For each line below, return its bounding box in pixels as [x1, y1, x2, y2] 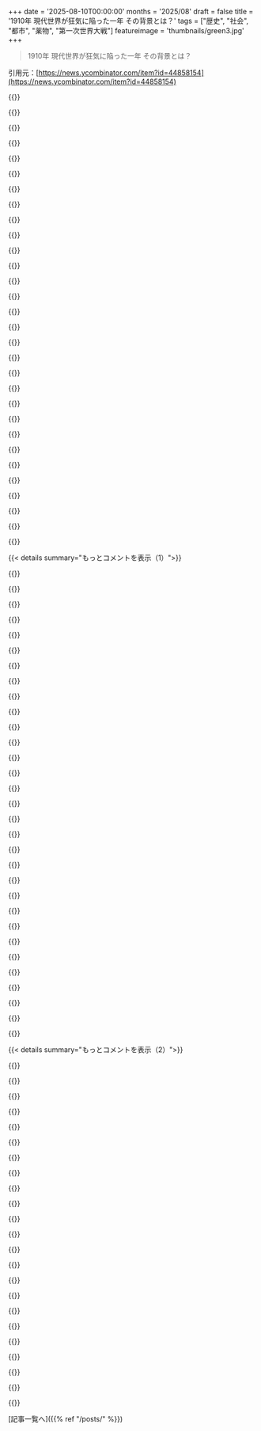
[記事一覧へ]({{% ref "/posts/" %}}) [8, 1414, 123, 1423]
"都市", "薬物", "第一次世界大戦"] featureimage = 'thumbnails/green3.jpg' [8, 26, 245, 35]
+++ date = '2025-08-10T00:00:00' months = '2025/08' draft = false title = [8, 7, 254, 16]
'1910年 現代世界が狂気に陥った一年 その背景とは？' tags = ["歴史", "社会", [8, 16, 249, 25]
